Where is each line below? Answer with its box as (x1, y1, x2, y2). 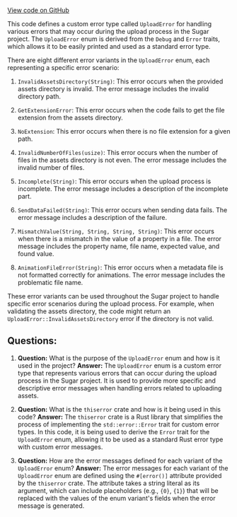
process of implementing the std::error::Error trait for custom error (17, 420, 220, 429)
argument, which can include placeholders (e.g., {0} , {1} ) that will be (17, 486, 219, 494)
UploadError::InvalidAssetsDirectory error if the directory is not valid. (7, 315, 214, 323)
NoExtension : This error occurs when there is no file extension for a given (17, 127, 231, 135)
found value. (17, 250, 54, 257)
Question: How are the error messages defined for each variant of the (17, 456, 223, 465)
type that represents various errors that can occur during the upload (17, 368, 217, 377)
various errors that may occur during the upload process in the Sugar (7, 28, 209, 35)
